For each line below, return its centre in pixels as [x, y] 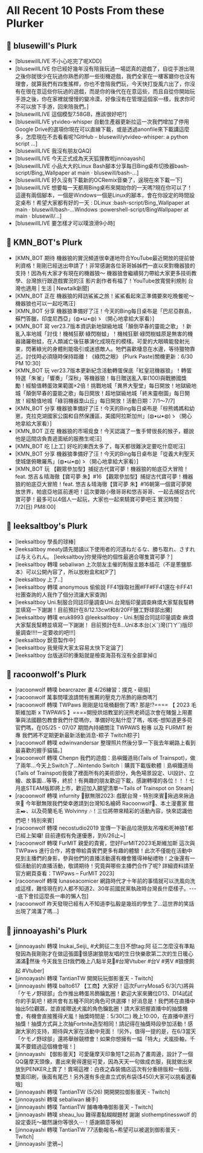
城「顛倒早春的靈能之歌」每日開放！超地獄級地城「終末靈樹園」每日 [100, 393]
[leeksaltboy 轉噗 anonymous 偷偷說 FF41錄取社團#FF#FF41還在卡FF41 [104, 587]
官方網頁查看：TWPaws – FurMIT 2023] [65, 874]
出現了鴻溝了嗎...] [37, 911]
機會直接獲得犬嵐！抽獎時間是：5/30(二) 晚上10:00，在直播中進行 [113, 1016]
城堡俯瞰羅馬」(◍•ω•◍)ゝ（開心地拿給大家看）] [79, 461]
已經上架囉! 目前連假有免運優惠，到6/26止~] [70, 836]
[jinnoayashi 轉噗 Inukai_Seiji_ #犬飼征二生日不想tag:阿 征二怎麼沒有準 [102, 946]
